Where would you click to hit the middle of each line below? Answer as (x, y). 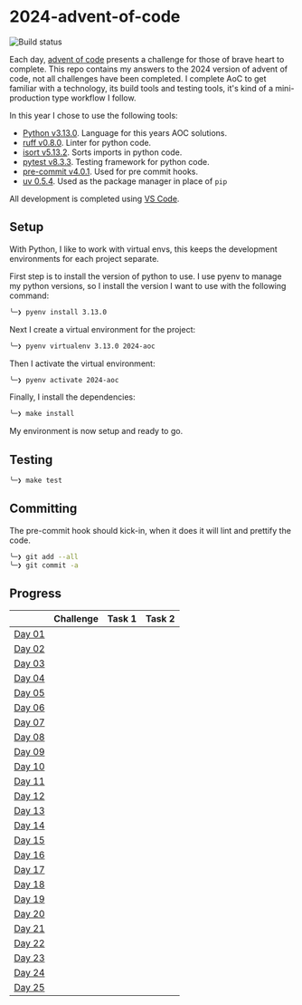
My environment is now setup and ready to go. (96, 431)
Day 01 (29, 634)
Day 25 (29, 988)
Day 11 (29, 781)
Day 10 (29, 767)
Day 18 (29, 884)
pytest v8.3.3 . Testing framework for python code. (116, 161)
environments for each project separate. (85, 258)
